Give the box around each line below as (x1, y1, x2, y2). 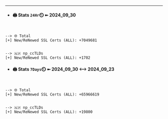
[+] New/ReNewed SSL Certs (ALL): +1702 (5, 55, 91, 60)
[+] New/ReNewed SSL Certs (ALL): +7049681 (5, 38, 97, 43)
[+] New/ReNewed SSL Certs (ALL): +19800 (5, 110, 93, 115)
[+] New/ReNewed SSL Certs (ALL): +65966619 (5, 92, 99, 97)
